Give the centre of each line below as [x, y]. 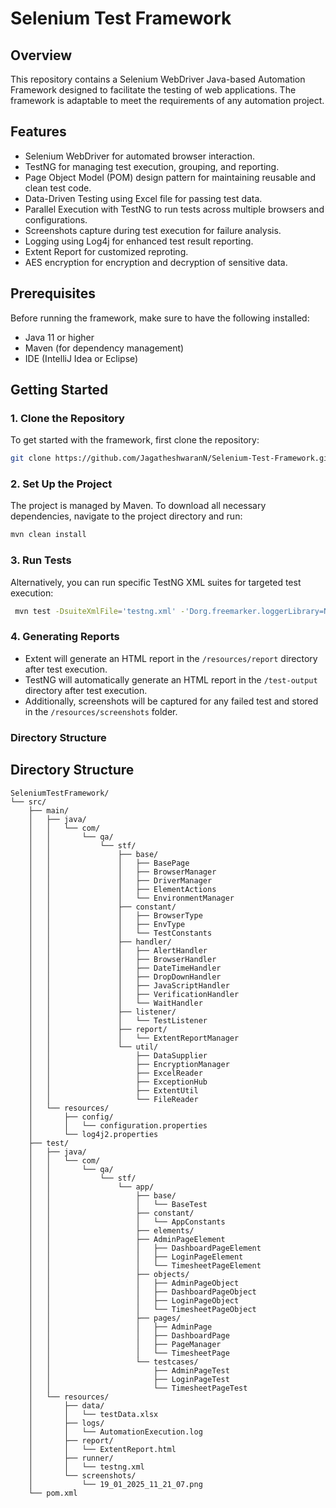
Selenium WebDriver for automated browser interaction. [139, 156]
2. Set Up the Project [61, 484]
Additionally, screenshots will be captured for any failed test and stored [171, 701]
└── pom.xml [53, 1493]
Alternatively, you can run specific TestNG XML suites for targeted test [156, 582]
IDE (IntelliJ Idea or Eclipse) [81, 358]
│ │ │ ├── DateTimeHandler [125, 968]
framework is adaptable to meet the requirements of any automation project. [167, 100]
